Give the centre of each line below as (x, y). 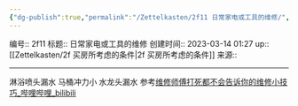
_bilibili (64, 93)
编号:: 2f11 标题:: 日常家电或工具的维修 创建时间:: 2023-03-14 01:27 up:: (139, 43)
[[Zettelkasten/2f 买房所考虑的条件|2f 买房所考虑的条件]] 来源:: (123, 55)
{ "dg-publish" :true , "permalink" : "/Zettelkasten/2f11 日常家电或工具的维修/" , (149, 17)
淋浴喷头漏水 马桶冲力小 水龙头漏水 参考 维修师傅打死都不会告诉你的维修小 (145, 81)
